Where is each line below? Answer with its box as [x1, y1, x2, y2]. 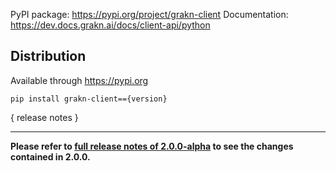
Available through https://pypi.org [10, 74, 149, 86]
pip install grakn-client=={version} [10, 94, 168, 104]
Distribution [10, 48, 87, 65]
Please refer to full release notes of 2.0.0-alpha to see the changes [10, 140, 294, 152]
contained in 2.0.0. [10, 150, 91, 163]
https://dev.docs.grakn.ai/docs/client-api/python [10, 19, 211, 31]
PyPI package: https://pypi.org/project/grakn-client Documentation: [10, 9, 289, 20]
